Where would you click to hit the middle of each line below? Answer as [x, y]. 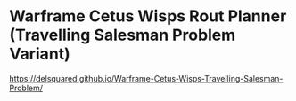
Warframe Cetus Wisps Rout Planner [148, 16]
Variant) [40, 54]
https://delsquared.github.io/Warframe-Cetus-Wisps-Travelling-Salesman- [146, 78]
